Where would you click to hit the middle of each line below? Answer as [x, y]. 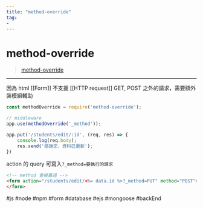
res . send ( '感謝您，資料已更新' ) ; [55, 146]
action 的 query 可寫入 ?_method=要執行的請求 [60, 164]
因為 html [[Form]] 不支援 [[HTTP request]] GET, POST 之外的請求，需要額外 [101, 88]
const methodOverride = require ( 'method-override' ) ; [74, 107]
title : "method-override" [39, 12]
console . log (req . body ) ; [47, 140]
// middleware [24, 118]
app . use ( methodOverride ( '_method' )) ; [54, 124]
